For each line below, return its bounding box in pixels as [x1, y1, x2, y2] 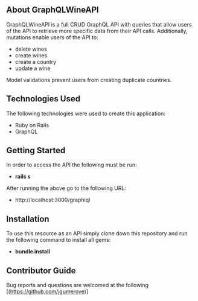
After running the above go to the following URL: [6, 185, 127, 192]
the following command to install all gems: [6, 236, 111, 244]
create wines [14, 51, 48, 59]
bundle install [14, 248, 50, 255]
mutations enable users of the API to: [6, 33, 98, 41]
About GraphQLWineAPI [6, 5, 100, 15]
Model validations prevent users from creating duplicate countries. [6, 76, 172, 83]
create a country [14, 58, 57, 65]
